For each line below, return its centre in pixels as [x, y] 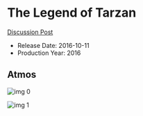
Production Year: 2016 [49, 53]
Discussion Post [30, 32]
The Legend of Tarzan [72, 13]
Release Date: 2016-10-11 [53, 45]
